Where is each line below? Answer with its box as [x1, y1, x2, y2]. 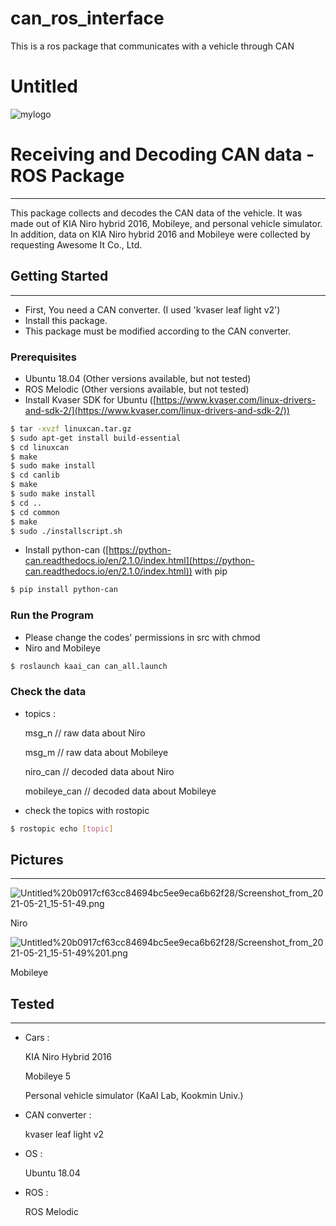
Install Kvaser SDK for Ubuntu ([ [24, 393, 157, 406]
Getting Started [10, 268, 109, 285]
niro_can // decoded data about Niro [24, 765, 175, 777]
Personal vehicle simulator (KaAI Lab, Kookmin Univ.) [24, 1090, 244, 1102]
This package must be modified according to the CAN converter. [24, 325, 292, 337]
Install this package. [24, 314, 108, 326]
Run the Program [10, 608, 94, 622]
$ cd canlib [10, 470, 60, 481]
